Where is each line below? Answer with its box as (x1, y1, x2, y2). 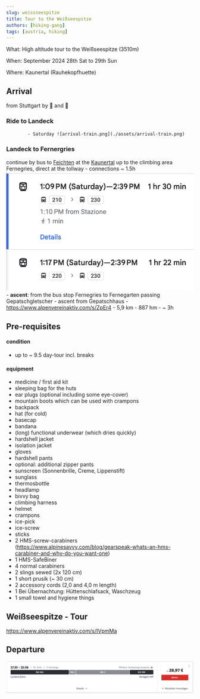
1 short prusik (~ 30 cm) (14, 575, 74, 582)
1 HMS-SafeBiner (14, 556, 57, 563)
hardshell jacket (14, 436, 54, 443)
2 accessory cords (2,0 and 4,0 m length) (14, 581, 117, 588)
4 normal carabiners (14, 562, 65, 570)
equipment (6, 365, 34, 372)
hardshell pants (14, 455, 53, 462)
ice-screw (14, 525, 40, 532)
